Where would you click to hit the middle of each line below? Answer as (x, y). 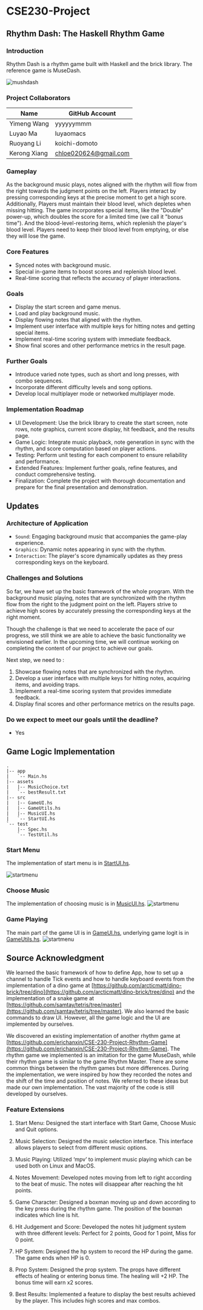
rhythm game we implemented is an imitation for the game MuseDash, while (101, 1055)
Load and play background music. (58, 313)
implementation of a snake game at (50, 998)
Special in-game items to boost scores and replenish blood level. (96, 272)
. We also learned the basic (155, 1011)
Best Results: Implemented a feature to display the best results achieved (105, 1294)
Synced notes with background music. (63, 265)
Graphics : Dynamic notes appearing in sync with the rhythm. (90, 549)
